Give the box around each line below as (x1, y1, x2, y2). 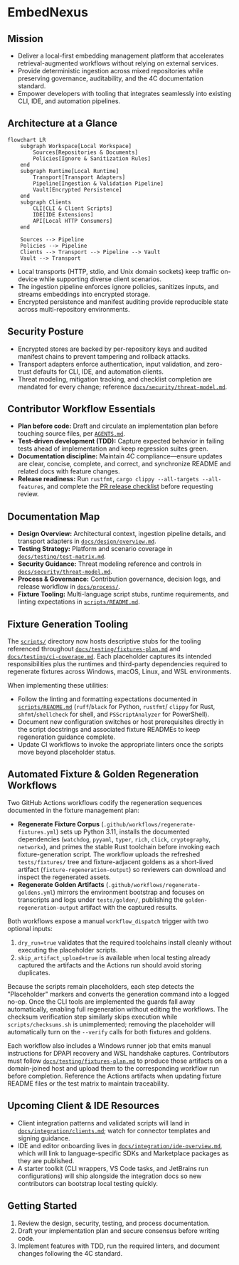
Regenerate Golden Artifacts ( (17, 880, 109, 888)
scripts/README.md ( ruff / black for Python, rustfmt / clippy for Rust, (17, 703, 216, 711)
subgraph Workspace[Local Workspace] (20, 142, 132, 149)
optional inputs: (7, 924, 53, 933)
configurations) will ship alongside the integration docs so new (17, 1172, 202, 1180)
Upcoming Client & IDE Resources (7, 1100, 160, 1112)
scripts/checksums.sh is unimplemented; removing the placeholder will (7, 1019, 216, 1029)
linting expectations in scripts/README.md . (17, 597, 140, 606)
